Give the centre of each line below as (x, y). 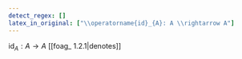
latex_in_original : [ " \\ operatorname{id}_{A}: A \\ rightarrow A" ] (121, 23)
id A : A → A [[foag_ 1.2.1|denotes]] (65, 47)
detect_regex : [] (37, 16)
